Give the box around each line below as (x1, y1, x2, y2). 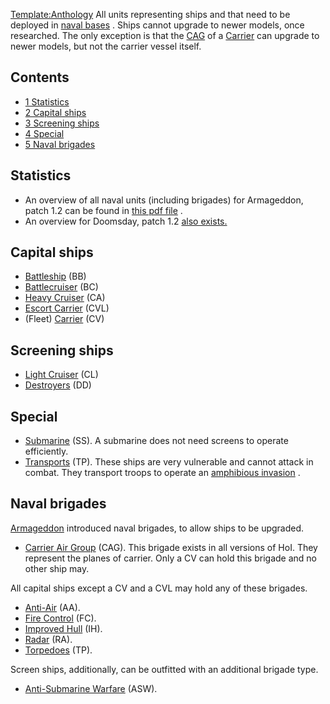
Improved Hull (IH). (24, 622, 103, 634)
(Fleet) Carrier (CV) (24, 313, 105, 325)
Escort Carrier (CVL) (24, 302, 110, 314)
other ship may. (24, 562, 90, 574)
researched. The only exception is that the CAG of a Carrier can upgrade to (10, 30, 320, 41)
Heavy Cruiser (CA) (24, 292, 106, 304)
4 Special (24, 127, 65, 139)
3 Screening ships (24, 117, 100, 129)
